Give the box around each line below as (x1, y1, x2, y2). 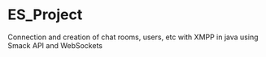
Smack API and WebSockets (7, 40, 103, 50)
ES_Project (7, 6, 83, 24)
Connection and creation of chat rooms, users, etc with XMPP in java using (7, 32, 259, 42)
